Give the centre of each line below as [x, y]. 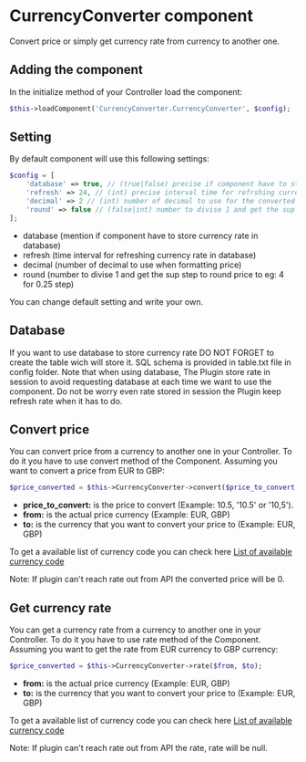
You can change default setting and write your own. [107, 301]
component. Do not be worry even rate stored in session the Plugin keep [145, 391]
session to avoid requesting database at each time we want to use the [141, 381]
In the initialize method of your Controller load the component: [126, 91]
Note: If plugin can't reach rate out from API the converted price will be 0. [147, 579]
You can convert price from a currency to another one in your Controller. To [151, 452]
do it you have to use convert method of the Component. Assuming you [143, 461]
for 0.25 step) [48, 284]
